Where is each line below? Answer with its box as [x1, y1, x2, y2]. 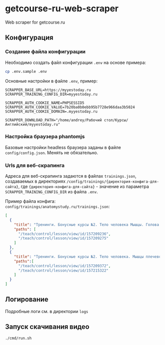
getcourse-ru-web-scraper [5, 3, 119, 14]
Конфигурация [5, 33, 54, 42]
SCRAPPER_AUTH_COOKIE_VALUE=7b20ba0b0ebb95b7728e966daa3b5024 [5, 104, 135, 110]
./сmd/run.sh [5, 336, 32, 341]
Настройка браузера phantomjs [5, 133, 85, 140]
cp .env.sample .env [5, 69, 48, 74]
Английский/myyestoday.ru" [5, 122, 60, 127]
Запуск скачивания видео [5, 323, 90, 331]
